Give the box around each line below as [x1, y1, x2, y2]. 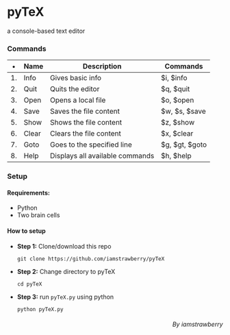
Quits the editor [50, 84, 100, 94]
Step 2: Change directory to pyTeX [16, 267, 116, 275]
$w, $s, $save [160, 107, 207, 116]
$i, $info [160, 73, 188, 83]
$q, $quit [160, 84, 190, 94]
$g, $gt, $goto [160, 140, 207, 149]
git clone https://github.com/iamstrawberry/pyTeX [16, 255, 165, 262]
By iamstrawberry [172, 320, 223, 329]
